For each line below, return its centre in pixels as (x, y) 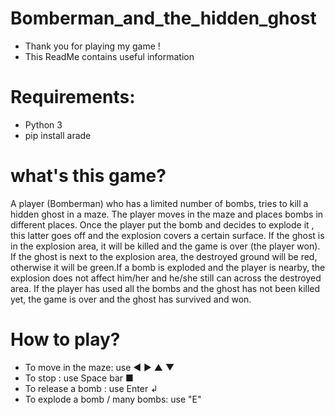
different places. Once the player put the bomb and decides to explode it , (162, 224)
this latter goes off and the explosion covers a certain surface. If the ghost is (167, 235)
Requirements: (73, 97)
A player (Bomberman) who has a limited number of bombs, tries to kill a (159, 203)
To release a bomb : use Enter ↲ (91, 388)
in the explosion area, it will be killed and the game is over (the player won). (165, 246)
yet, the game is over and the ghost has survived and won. (131, 299)
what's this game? (88, 176)
